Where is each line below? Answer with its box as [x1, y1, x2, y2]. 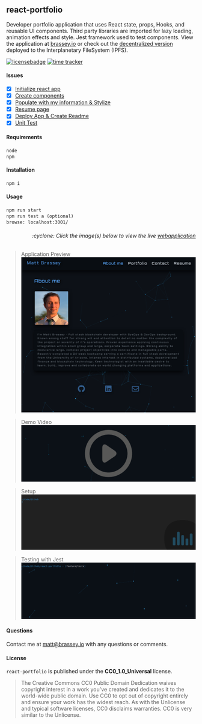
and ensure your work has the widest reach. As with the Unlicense [20, 699, 186, 706]
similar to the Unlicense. [20, 711, 81, 719]
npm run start [6, 207, 42, 213]
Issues [6, 72, 23, 79]
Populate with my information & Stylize [14, 99, 111, 106]
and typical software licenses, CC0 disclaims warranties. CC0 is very [20, 705, 192, 713]
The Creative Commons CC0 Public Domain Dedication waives [20, 679, 177, 687]
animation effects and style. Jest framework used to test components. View [6, 33, 194, 41]
